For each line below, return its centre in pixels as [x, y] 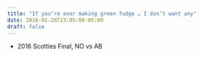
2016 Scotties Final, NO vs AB [60, 47]
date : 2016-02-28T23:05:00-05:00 [55, 20]
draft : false [26, 26]
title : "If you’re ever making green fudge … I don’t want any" [102, 14]
